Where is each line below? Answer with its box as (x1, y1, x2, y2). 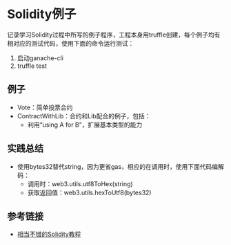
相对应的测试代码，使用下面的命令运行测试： (7, 39, 134, 47)
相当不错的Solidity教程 (17, 230, 81, 239)
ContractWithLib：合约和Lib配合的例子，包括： (17, 111, 151, 120)
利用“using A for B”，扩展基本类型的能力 (27, 120, 143, 129)
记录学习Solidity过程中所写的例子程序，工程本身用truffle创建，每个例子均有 (7, 30, 221, 39)
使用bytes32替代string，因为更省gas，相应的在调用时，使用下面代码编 (17, 162, 219, 170)
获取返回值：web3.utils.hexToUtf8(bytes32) (27, 188, 152, 197)
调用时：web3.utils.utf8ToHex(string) (27, 179, 133, 188)
